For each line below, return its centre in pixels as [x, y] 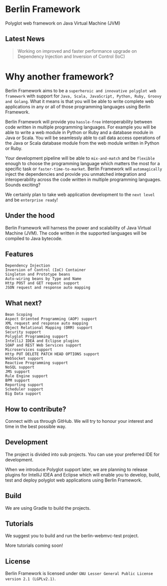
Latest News [25, 39]
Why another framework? [59, 77]
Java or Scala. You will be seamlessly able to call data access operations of [83, 138]
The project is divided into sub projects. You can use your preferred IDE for [82, 454]
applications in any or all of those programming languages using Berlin [78, 106]
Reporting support [24, 385]
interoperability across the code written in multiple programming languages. [83, 179]
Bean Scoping [19, 315]
